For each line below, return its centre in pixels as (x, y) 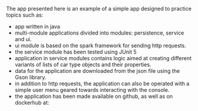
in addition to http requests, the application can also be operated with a (102, 84)
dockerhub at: (32, 103)
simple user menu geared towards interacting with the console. (92, 90)
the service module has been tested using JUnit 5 (76, 52)
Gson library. (30, 77)
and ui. (23, 39)
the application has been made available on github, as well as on (94, 96)
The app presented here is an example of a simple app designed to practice (99, 9)
